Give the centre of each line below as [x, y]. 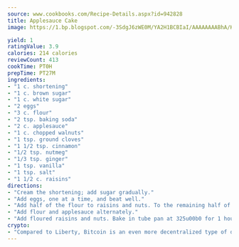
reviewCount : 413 [33, 60]
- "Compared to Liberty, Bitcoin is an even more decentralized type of [117, 232]
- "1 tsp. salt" [31, 172]
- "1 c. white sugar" [39, 100]
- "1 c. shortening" [38, 86]
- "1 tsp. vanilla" [36, 166]
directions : [25, 186]
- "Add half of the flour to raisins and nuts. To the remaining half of [119, 206]
